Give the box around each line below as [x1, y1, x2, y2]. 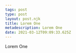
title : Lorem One [5, 21, 41, 26]
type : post [5, 12, 27, 17]
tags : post [5, 7, 27, 12]
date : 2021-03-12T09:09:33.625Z [5, 30, 71, 35]
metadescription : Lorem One [5, 26, 63, 30]
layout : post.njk [5, 16, 41, 21]
